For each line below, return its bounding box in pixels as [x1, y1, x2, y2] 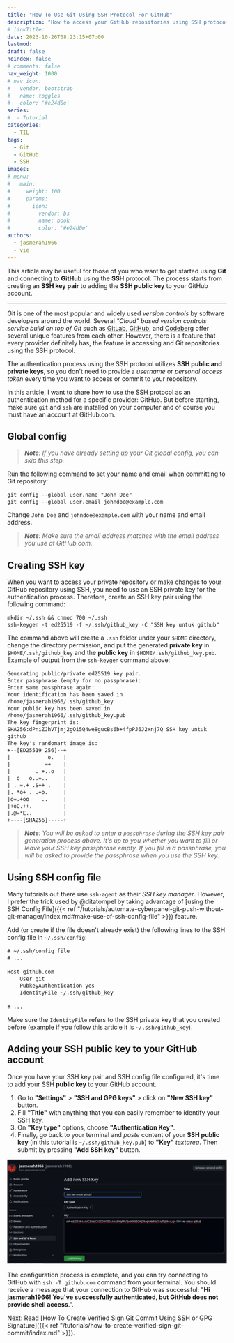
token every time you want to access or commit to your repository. [7, 374, 198, 383]
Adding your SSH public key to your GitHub [7, 1043, 198, 1055]
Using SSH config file [7, 871, 102, 883]
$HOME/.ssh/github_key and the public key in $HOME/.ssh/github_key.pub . [7, 649, 217, 657]
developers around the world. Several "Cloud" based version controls [7, 316, 207, 324]
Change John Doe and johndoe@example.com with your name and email [7, 511, 205, 519]
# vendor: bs [7, 210, 70, 217]
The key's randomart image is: [7, 740, 98, 747]
